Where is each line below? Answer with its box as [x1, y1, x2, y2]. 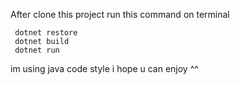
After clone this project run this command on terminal [10, 9, 230, 20]
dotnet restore [14, 28, 78, 38]
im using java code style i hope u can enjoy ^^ [10, 63, 199, 74]
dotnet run [14, 45, 60, 55]
